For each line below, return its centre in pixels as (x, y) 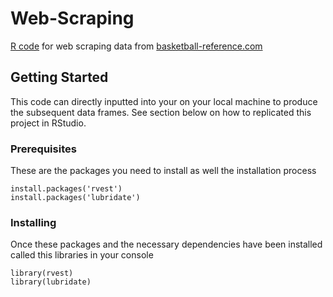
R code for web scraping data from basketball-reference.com (136, 46)
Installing (33, 222)
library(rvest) (42, 273)
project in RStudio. (48, 123)
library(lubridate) (51, 282)
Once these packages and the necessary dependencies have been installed (166, 244)
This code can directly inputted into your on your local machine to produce (164, 101)
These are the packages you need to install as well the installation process (163, 171)
